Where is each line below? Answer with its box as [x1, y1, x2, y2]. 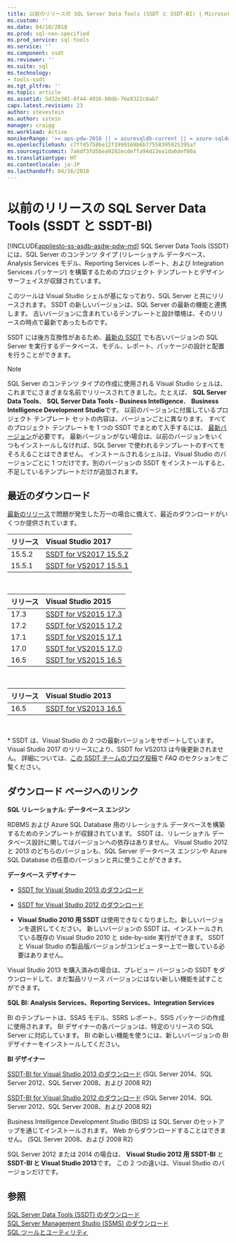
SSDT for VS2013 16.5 [45, 704, 123, 714]
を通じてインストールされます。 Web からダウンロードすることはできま [19, 1126, 227, 1135]
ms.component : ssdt [7, 50, 65, 57]
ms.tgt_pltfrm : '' [7, 82, 61, 90]
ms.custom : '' [7, 17, 49, 24]
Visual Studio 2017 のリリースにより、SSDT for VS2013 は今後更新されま [7, 745, 218, 754]
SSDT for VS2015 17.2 [45, 621, 123, 631]
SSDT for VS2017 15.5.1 [45, 561, 129, 571]
